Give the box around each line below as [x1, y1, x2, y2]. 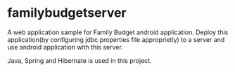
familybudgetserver [7, 5, 127, 21]
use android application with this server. [7, 43, 123, 51]
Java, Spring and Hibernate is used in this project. [7, 56, 153, 64]
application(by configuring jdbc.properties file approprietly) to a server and [7, 35, 225, 43]
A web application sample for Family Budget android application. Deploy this [7, 28, 229, 36]
